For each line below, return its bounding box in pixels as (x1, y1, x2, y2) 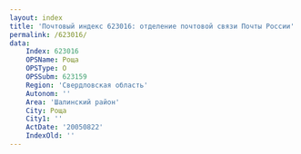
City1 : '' (25, 114, 64, 123)
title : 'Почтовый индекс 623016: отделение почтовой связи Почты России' (9, 22, 296, 31)
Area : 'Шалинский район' (25, 97, 120, 107)
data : (9, 38, 30, 48)
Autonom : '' (25, 89, 71, 98)
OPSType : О (25, 64, 67, 73)
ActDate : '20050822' (25, 123, 104, 132)
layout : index (9, 13, 64, 23)
